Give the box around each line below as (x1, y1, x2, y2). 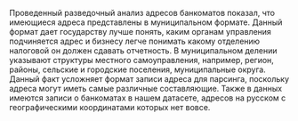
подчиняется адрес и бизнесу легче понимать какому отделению (9, 36, 261, 46)
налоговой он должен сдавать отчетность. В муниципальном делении (9, 45, 278, 56)
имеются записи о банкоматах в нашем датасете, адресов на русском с (9, 93, 286, 103)
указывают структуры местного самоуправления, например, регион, (9, 55, 274, 65)
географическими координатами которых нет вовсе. (9, 102, 211, 112)
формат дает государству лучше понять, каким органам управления (9, 27, 271, 36)
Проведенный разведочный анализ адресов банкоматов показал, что (9, 8, 276, 18)
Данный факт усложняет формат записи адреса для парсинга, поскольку (9, 74, 290, 84)
